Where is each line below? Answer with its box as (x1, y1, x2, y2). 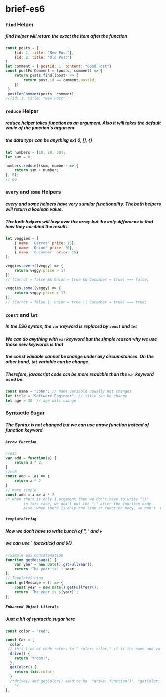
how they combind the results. (5, 223, 69, 229)
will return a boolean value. (5, 206, 63, 212)
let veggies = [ (5, 236, 39, 241)
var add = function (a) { (5, 455, 57, 461)
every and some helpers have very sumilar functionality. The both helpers (5, 201, 161, 207)
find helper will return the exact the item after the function (5, 33, 128, 39)
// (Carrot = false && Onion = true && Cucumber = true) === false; (5, 277, 149, 282)
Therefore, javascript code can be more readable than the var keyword (5, 371, 154, 377)
